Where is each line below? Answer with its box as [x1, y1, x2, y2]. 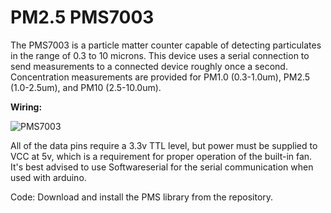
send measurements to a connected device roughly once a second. [10, 60, 288, 72]
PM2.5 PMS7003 [10, 6, 155, 29]
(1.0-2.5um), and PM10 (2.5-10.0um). [10, 81, 162, 93]
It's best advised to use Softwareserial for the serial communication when [10, 161, 314, 173]
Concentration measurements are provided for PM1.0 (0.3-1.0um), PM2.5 [10, 71, 311, 83]
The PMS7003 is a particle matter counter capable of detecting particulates [10, 39, 322, 51]
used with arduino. [10, 171, 87, 183]
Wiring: [10, 101, 43, 113]
